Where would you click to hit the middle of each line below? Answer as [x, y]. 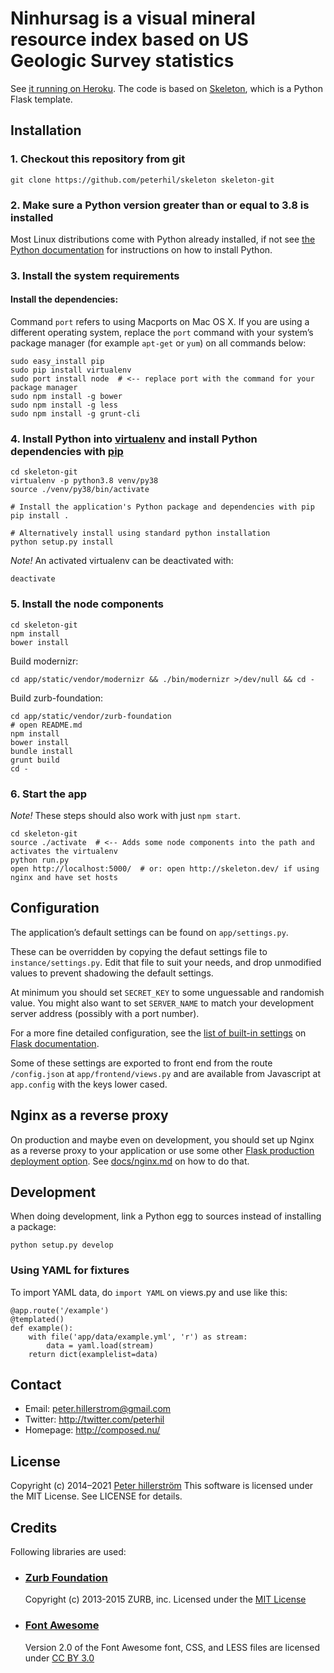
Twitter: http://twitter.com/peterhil [94, 1419]
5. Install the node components [87, 604]
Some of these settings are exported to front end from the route [141, 1063]
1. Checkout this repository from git [98, 159]
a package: [33, 1227]
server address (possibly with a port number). [105, 1013]
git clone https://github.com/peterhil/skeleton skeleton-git [142, 180]
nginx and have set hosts [64, 877]
